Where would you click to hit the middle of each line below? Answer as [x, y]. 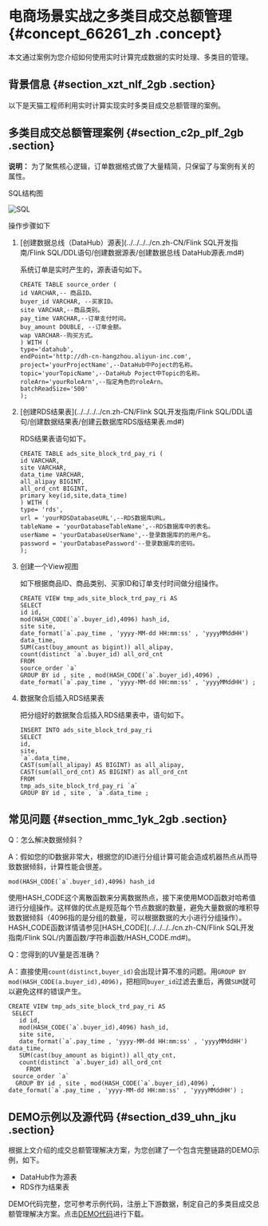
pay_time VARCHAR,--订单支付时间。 [75, 318]
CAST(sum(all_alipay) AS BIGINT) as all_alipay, [102, 765]
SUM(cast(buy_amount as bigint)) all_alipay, [97, 647]
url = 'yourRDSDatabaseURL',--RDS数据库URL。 [94, 518]
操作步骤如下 [29, 225]
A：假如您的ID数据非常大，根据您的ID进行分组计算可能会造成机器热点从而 [130, 857]
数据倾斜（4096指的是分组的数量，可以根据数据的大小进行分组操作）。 [130, 918]
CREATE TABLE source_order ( [68, 284]
